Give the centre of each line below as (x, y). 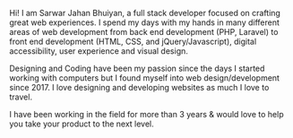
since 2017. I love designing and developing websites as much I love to (139, 87)
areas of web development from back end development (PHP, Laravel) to (144, 32)
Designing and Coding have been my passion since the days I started (137, 68)
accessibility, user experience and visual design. (99, 51)
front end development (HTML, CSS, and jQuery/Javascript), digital (133, 41)
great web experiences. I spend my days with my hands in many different (145, 22)
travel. (21, 97)
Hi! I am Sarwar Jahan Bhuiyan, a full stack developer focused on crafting (145, 13)
